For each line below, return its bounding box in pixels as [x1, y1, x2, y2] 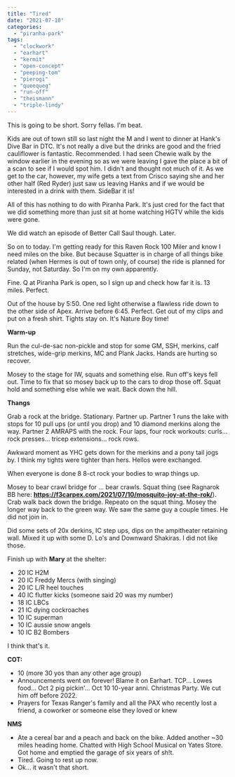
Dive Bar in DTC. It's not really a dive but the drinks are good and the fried [7, 142, 221, 150]
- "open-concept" [13, 62, 65, 69]
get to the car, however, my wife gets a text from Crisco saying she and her [7, 171, 224, 180]
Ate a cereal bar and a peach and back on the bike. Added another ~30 [17, 733, 224, 741]
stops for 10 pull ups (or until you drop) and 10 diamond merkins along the [7, 419, 221, 428]
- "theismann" [13, 95, 55, 102]
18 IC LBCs [17, 598, 49, 606]
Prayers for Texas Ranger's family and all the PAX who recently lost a [17, 698, 217, 707]
